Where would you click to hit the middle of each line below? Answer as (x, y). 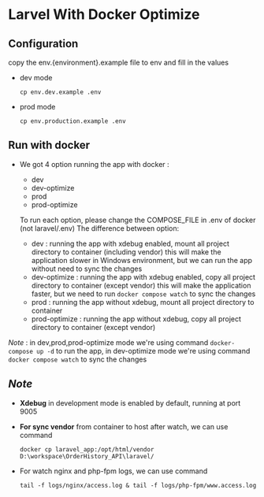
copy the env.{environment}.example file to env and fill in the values (119, 62)
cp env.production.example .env (73, 121)
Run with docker (49, 145)
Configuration (43, 44)
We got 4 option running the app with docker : (94, 164)
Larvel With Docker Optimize (104, 15)
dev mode (36, 78)
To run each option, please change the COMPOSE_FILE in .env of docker (138, 220)
